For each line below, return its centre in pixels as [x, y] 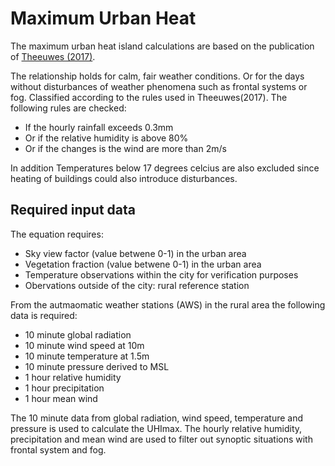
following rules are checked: [68, 108]
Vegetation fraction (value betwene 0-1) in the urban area [143, 264]
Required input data [73, 210]
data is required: [44, 315]
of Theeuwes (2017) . [53, 56]
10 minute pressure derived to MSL [97, 366]
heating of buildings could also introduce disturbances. [124, 178]
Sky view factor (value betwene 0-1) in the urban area [135, 253]
